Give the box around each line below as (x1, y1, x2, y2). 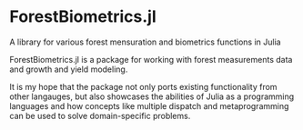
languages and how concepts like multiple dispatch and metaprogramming (9, 100, 289, 111)
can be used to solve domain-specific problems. (9, 110, 191, 121)
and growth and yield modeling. (9, 64, 128, 75)
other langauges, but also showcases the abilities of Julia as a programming (9, 91, 295, 102)
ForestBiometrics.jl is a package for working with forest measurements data (9, 54, 293, 65)
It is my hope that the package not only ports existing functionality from (9, 81, 278, 92)
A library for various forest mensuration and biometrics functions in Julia (9, 36, 281, 47)
